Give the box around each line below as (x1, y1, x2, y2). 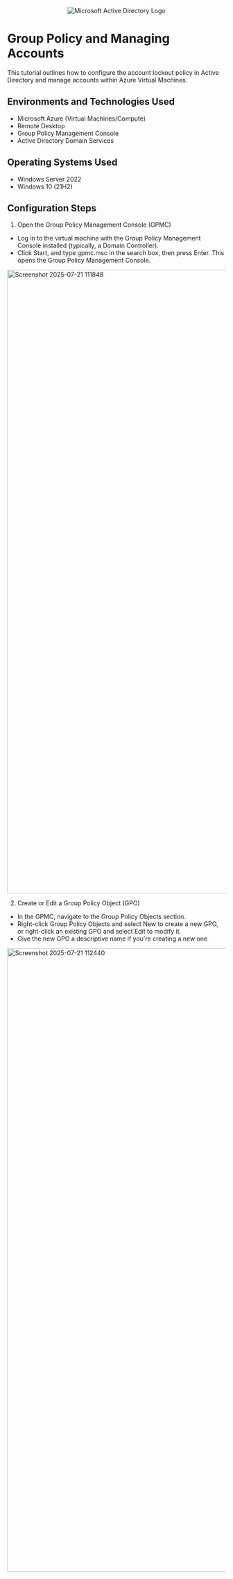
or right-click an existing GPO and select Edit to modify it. (17, 927, 182, 936)
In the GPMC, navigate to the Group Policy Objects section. (17, 912, 186, 921)
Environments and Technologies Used (7, 96, 175, 107)
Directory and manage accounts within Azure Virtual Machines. (7, 76, 188, 84)
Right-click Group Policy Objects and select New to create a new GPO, (17, 920, 218, 928)
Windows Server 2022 (17, 175, 82, 183)
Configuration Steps (7, 202, 97, 214)
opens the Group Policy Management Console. (17, 256, 151, 265)
